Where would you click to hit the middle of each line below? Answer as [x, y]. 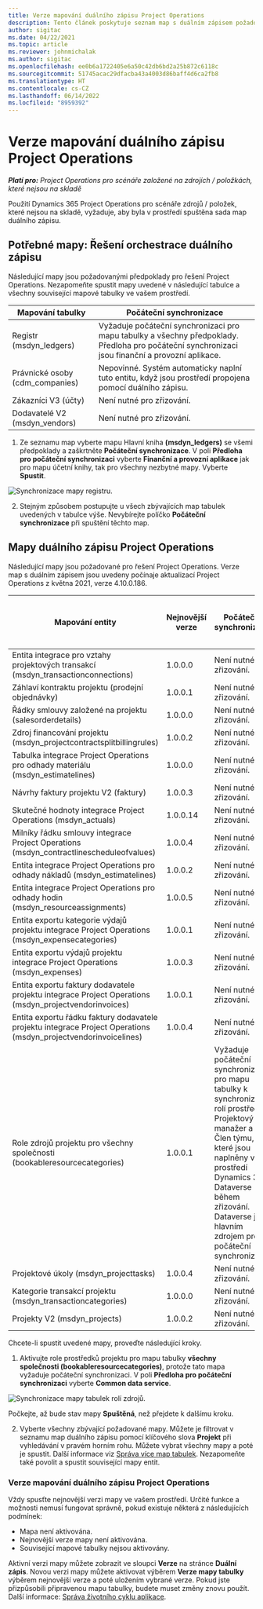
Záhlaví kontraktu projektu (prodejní [77, 687]
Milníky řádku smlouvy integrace [72, 832]
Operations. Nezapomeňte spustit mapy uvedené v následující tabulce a [124, 284]
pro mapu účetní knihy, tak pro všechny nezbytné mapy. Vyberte [124, 467]
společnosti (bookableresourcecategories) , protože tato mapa [122, 1366]
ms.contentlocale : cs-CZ [49, 88]
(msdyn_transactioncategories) [70, 1300]
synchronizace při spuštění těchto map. [85, 522]
